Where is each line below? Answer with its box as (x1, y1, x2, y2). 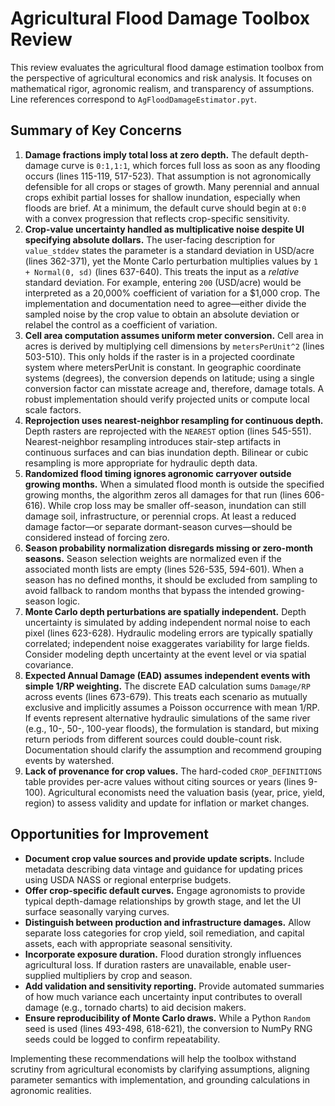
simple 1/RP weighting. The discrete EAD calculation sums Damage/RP (24, 680, 311, 692)
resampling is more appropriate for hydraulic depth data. (24, 457, 258, 469)
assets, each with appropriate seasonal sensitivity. (24, 937, 233, 949)
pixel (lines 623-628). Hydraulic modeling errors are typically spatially (24, 627, 313, 639)
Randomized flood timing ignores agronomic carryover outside (24, 467, 292, 479)
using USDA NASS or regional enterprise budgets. (24, 873, 232, 886)
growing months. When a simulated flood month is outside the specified (24, 478, 325, 490)
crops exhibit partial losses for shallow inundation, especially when (24, 191, 301, 203)
